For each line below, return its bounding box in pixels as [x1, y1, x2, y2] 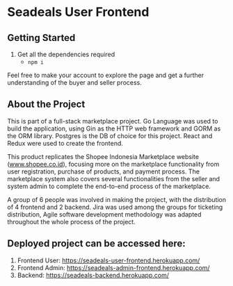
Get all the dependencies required [17, 50, 115, 58]
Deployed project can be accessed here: [7, 237, 186, 250]
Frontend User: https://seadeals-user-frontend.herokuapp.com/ [17, 256, 200, 264]
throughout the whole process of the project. [7, 217, 136, 226]
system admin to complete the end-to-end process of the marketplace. [7, 182, 211, 190]
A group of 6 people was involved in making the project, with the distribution [7, 195, 227, 203]
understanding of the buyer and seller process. [7, 78, 143, 87]
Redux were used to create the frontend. [7, 139, 124, 147]
